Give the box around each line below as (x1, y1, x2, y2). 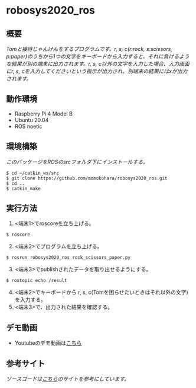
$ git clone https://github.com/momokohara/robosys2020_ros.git (6, 175, 168, 181)
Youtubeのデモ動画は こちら (14, 339, 82, 347)
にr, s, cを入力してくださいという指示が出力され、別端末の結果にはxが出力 (6, 68, 188, 75)
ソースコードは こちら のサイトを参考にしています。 (6, 376, 130, 383)
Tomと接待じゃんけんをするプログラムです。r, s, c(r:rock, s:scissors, (6, 46, 173, 52)
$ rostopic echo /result (6, 278, 67, 284)
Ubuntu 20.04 (14, 116, 49, 123)
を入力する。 (14, 296, 46, 303)
